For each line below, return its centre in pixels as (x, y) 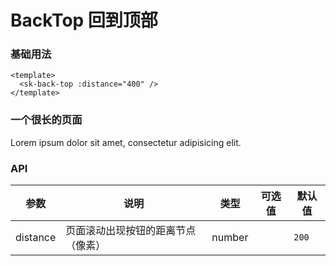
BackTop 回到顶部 (84, 20)
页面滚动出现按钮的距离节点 (131, 231)
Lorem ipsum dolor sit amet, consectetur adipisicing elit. (126, 142)
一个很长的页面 (46, 120)
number (230, 238)
